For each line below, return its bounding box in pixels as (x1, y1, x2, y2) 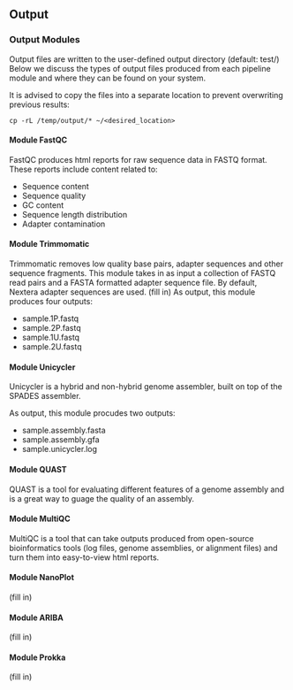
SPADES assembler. (9, 391, 81, 402)
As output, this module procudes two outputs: (9, 408, 176, 418)
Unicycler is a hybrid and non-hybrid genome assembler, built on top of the (9, 381, 282, 392)
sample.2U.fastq (21, 341, 82, 352)
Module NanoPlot (9, 572, 75, 583)
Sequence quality (21, 190, 86, 201)
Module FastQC (9, 134, 68, 145)
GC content (21, 199, 64, 211)
